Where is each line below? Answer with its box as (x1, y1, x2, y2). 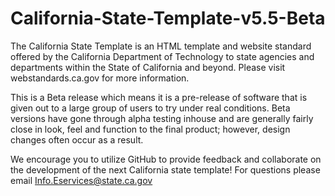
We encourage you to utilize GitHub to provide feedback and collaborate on (10, 153, 322, 165)
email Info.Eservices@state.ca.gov (10, 174, 153, 186)
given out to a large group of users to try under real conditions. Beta (10, 102, 291, 114)
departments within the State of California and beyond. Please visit (10, 61, 286, 73)
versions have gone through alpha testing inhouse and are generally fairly (10, 112, 314, 124)
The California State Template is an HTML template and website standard (10, 40, 312, 52)
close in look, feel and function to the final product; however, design (10, 123, 291, 135)
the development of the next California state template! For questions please (10, 163, 321, 176)
